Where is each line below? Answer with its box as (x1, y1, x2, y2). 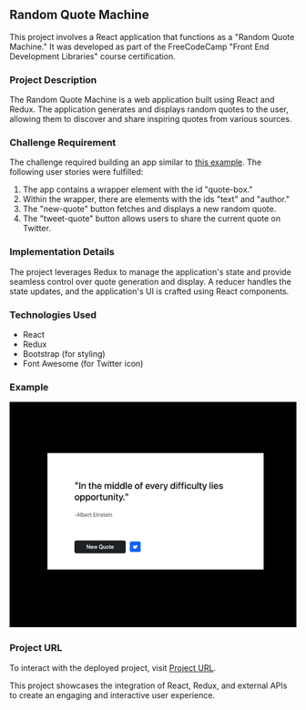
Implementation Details (9, 246, 116, 259)
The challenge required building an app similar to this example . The (9, 157, 262, 167)
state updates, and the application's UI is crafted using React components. (9, 286, 290, 297)
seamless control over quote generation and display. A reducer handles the (9, 276, 291, 287)
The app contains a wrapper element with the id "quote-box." (22, 184, 253, 195)
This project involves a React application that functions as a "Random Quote (9, 31, 295, 42)
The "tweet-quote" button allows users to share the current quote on (22, 213, 280, 224)
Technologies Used (9, 309, 97, 321)
